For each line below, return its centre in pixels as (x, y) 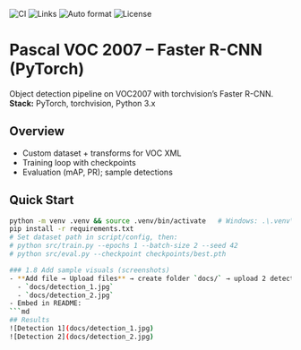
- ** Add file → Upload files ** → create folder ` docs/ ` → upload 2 (138, 278)
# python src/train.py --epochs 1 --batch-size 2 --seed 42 (124, 246)
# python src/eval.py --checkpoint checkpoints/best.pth (118, 254)
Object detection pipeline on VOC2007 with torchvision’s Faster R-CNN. (142, 93)
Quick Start (42, 200)
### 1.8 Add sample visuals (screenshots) (90, 270)
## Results (30, 320)
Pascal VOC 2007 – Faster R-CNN (136, 50)
